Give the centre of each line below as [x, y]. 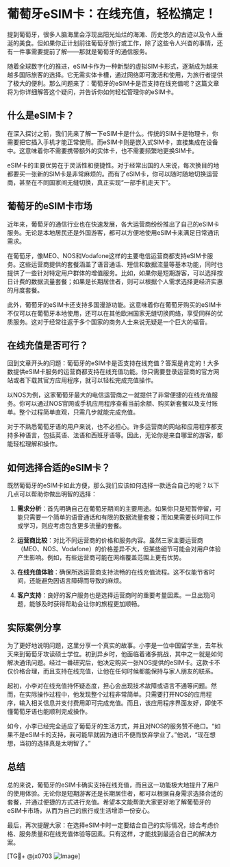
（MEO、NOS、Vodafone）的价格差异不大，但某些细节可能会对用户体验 [119, 549]
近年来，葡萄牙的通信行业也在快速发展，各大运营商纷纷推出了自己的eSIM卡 [113, 224]
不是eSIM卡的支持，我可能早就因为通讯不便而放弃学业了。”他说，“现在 [111, 735]
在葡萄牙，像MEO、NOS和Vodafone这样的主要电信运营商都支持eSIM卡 [107, 255]
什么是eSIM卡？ [41, 116]
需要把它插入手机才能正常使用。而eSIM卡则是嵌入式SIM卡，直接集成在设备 [113, 142]
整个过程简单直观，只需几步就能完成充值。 [79, 412]
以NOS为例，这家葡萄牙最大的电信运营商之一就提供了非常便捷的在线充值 [110, 395]
